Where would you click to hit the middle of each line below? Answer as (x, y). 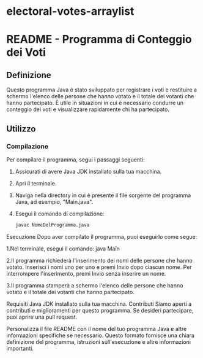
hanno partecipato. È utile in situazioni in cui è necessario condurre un (95, 103)
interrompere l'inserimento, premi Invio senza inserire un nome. (86, 273)
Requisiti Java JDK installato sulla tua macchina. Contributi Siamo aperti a (99, 304)
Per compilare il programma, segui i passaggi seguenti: (76, 159)
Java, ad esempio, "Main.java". (54, 201)
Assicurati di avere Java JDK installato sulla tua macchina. (88, 171)
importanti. (20, 348)
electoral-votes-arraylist (70, 11)
